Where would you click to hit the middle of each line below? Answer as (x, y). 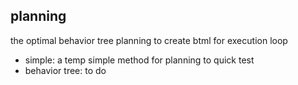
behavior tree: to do (65, 70)
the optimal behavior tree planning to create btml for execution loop (149, 40)
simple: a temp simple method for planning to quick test (139, 60)
